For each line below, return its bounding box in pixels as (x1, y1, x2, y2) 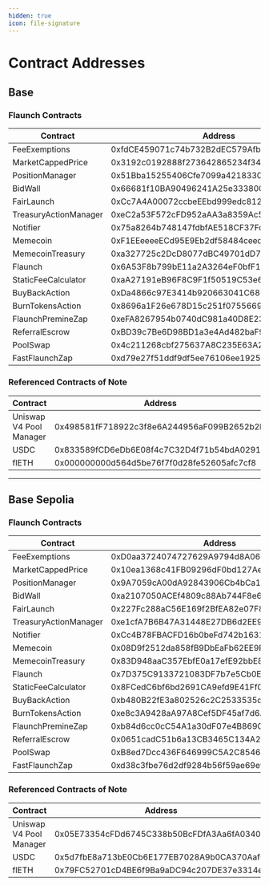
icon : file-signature (8, 19, 81, 27)
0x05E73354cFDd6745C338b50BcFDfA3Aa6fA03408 (54, 828, 267, 839)
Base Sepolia (8, 493, 74, 506)
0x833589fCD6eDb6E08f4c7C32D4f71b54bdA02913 (54, 444, 267, 455)
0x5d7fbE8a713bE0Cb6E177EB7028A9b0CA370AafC (54, 851, 267, 863)
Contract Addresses (8, 54, 146, 72)
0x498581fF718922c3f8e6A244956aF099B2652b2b (54, 421, 265, 432)
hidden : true (8, 11, 52, 20)
